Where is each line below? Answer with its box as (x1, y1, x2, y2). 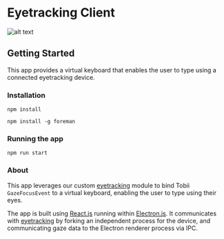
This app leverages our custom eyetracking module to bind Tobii (7, 181, 190, 189)
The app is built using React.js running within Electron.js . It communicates (7, 209, 217, 218)
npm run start (7, 149, 48, 156)
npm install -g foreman (7, 118, 76, 125)
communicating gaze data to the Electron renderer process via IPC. (7, 224, 198, 232)
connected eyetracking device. (7, 73, 95, 81)
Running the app (7, 134, 64, 143)
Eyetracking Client (7, 5, 115, 21)
